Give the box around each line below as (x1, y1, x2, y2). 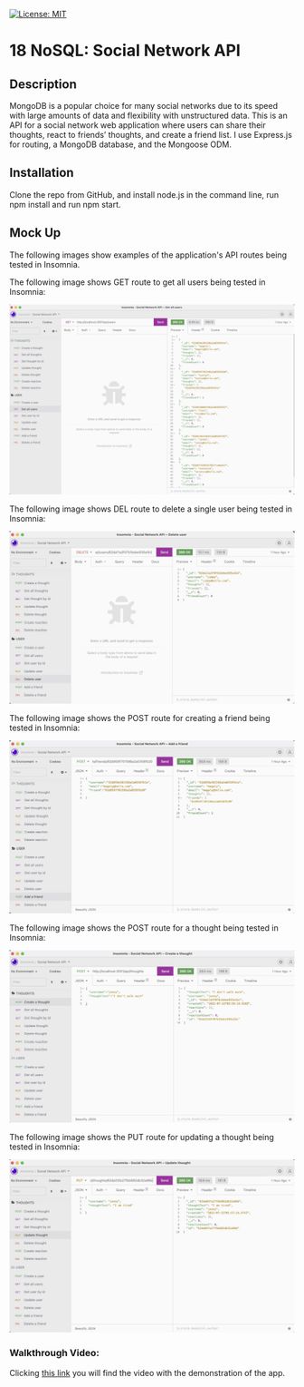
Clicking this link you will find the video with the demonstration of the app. (9, 1367, 285, 1378)
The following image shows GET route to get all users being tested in (9, 277, 266, 288)
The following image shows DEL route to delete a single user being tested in (9, 503, 292, 514)
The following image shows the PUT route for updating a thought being (9, 1132, 274, 1143)
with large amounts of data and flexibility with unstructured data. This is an (9, 110, 288, 121)
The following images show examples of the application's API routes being (9, 249, 288, 260)
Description (9, 76, 77, 92)
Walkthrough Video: (9, 1347, 100, 1360)
